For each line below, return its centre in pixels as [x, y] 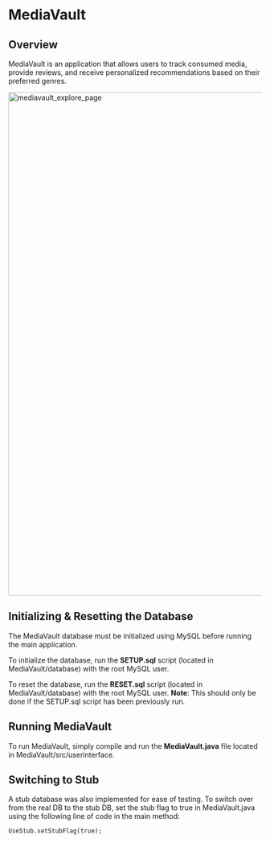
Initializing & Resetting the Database [101, 616]
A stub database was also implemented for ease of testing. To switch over [131, 800]
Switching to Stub [54, 780]
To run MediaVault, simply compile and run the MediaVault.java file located [133, 746]
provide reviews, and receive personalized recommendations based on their [134, 72]
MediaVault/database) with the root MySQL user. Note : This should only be [132, 692]
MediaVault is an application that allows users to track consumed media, [128, 64]
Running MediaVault [60, 727]
